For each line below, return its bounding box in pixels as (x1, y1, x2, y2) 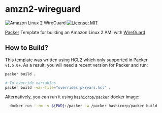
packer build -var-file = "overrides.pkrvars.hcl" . (5, 85, 111, 90)
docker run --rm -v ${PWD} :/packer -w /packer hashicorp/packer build (9, 104, 158, 109)
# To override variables (5, 80, 56, 85)
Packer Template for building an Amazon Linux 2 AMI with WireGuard (5, 29, 146, 35)
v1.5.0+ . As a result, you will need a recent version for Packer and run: (5, 62, 148, 68)
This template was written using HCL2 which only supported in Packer (5, 57, 148, 63)
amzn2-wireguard (5, 3, 81, 15)
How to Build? (5, 43, 48, 52)
